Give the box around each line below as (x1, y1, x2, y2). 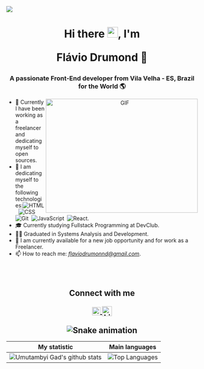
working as (15, 111, 44, 119)
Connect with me (69, 288, 135, 298)
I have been (15, 105, 45, 112)
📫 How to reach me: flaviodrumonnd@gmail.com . (15, 250, 141, 257)
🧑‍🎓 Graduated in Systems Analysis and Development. (15, 230, 149, 237)
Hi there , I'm (64, 27, 140, 41)
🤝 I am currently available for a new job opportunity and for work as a (15, 236, 189, 244)
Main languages (109, 343, 157, 351)
